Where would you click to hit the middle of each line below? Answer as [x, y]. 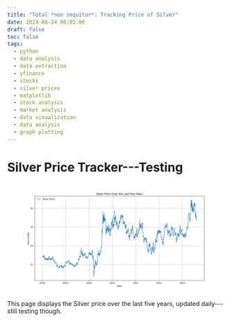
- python [26, 51]
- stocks [26, 81]
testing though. [40, 311]
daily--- [212, 303]
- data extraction [40, 66]
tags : [15, 44]
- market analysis [40, 110]
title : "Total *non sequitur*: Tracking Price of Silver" [93, 15]
